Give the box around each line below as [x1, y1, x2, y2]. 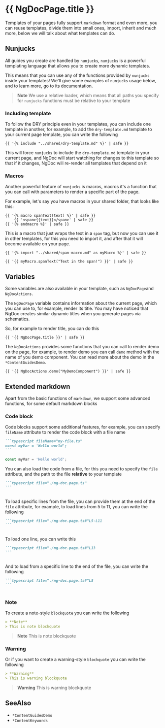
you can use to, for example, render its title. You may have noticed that [5, 305, 149, 311]
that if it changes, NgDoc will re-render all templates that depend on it [5, 160, 147, 166]
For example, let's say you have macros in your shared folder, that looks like [5, 199, 159, 204]
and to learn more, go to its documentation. [5, 83, 93, 89]
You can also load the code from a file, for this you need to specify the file [5, 465, 158, 471]
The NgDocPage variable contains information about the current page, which [5, 300, 157, 306]
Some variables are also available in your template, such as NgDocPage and [5, 286, 154, 292]
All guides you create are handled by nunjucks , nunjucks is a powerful [5, 58, 146, 64]
